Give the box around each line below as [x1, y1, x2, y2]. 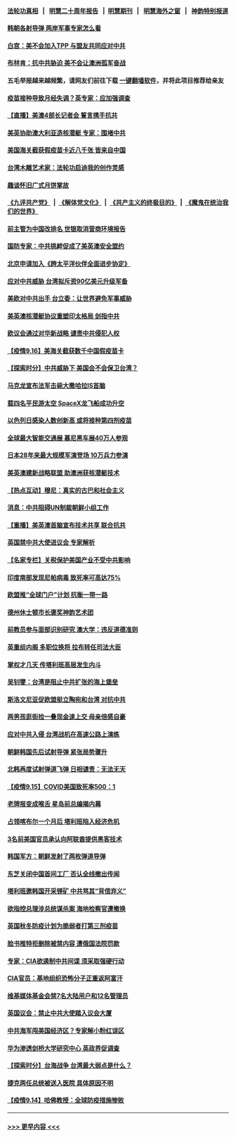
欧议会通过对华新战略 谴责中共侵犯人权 [7, 329, 120, 337]
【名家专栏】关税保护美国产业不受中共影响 [7, 556, 131, 564]
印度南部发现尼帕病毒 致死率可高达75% [7, 573, 122, 581]
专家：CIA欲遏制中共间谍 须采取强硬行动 [7, 957, 125, 965]
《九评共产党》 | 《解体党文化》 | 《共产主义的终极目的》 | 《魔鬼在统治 [7, 198, 223, 207]
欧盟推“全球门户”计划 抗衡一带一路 [7, 590, 108, 599]
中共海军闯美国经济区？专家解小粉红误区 [7, 1026, 124, 1035]
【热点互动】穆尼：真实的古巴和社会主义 [7, 486, 124, 495]
